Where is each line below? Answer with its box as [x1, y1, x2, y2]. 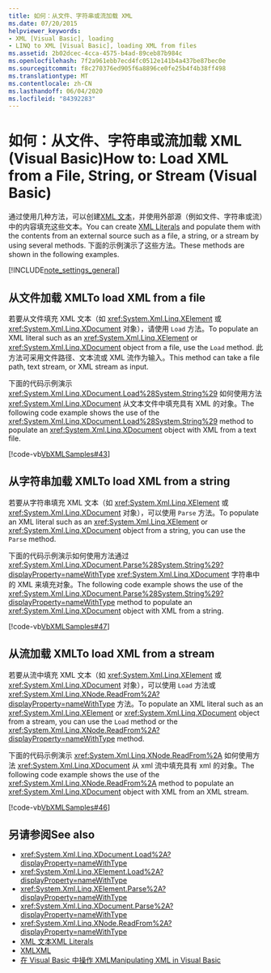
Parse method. [8, 534, 57, 544]
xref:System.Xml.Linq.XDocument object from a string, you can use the [8, 525, 246, 535]
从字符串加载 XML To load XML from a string [8, 475, 231, 489]
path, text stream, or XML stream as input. [8, 362, 149, 371]
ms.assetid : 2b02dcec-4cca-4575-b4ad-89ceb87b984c [8, 49, 183, 57]
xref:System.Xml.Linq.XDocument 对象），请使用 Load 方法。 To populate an [8, 324, 259, 333]
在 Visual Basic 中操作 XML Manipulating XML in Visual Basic [19, 955, 221, 965]
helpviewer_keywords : [8, 27, 82, 35]
